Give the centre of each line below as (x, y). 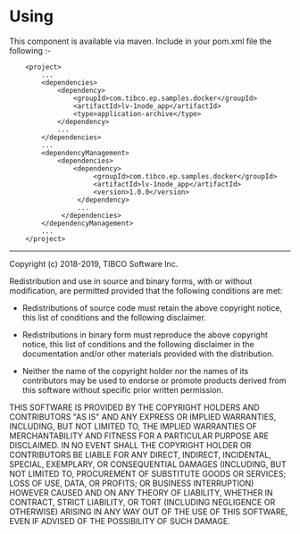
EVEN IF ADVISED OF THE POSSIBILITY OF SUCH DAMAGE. (120, 521)
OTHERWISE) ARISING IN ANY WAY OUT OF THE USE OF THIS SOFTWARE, (149, 512)
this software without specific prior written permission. (123, 389)
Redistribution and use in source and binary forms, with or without (131, 281)
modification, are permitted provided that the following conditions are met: (146, 290)
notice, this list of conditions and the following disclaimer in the (138, 344)
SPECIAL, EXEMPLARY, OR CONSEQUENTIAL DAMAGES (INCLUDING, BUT (148, 464)
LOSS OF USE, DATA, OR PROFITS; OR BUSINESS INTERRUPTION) (132, 483)
